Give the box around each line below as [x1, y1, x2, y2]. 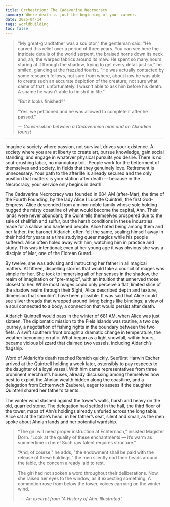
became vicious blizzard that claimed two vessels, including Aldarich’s [5, 340, 152, 346]
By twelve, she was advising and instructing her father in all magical [5, 260, 147, 266]
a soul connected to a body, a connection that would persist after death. [5, 303, 155, 309]
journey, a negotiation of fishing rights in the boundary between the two [5, 324, 155, 330]
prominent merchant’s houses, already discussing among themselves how [5, 371, 160, 378]
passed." [17, 114, 36, 120]
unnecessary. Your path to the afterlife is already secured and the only [5, 170, 152, 176]
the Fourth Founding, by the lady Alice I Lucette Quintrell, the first [5, 196, 142, 203]
